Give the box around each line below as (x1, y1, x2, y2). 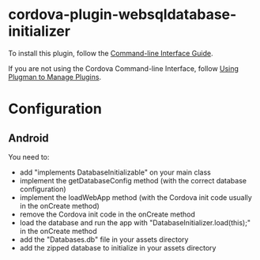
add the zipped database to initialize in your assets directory (19, 243, 217, 252)
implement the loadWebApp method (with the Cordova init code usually (19, 192, 253, 202)
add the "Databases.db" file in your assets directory (19, 235, 189, 244)
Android (8, 131, 49, 145)
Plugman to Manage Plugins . (8, 72, 101, 81)
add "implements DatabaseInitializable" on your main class (19, 168, 211, 177)
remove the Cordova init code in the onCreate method (19, 209, 196, 219)
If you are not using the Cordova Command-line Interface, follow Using (8, 63, 239, 73)
